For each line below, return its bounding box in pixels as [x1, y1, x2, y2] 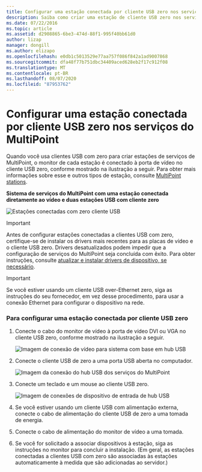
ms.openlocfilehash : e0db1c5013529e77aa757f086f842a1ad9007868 [6, 53, 168, 59]
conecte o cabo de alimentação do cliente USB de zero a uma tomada [14, 410, 188, 417]
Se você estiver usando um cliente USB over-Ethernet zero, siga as [6, 286, 173, 293]
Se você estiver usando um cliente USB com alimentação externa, [14, 404, 179, 411]
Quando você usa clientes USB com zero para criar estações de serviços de [6, 153, 195, 160]
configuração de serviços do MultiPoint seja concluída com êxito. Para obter [6, 250, 195, 257]
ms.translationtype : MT [6, 64, 66, 71]
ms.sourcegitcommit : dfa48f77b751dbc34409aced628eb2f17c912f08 [6, 59, 168, 65]
